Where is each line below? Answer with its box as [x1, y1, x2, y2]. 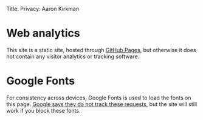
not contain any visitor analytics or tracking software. [6, 53, 140, 60]
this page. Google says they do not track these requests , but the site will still [6, 100, 198, 108]
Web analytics [6, 27, 80, 40]
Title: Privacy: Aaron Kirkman [6, 5, 80, 12]
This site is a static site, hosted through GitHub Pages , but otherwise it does [6, 46, 196, 53]
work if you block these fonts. [6, 107, 81, 114]
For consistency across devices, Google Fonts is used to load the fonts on [6, 94, 191, 101]
